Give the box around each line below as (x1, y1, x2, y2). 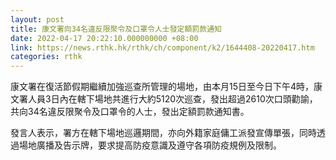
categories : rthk (10, 52, 83, 62)
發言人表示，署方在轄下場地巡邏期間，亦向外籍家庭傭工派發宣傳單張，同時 (10, 127, 317, 139)
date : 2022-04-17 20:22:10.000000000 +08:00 (10, 33, 199, 43)
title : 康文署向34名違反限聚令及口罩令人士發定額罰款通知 (10, 24, 222, 34)
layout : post (10, 14, 65, 25)
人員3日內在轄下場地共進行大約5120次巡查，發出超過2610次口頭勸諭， (27, 93, 318, 105)
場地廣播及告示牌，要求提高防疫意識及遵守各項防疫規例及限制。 (18, 139, 282, 151)
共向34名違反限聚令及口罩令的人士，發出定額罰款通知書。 (10, 106, 250, 118)
